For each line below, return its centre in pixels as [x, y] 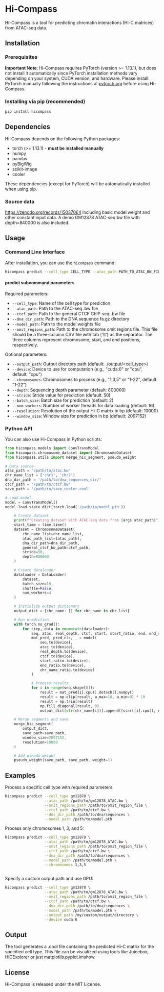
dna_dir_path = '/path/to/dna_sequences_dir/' [53, 480]
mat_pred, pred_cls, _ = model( [64, 638]
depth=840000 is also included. [37, 223]
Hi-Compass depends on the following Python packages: [63, 139]
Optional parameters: [26, 354]
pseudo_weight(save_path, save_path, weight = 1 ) [63, 760]
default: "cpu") [27, 374]
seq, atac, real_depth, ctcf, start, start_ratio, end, [89, 633]
